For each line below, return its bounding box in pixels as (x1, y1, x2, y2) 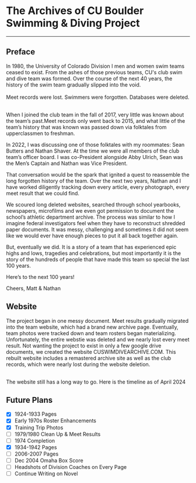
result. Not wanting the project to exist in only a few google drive (6, 342, 162, 349)
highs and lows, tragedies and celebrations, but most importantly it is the (6, 250, 181, 257)
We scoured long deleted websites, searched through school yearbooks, (6, 201, 181, 208)
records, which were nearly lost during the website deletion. (6, 361, 150, 368)
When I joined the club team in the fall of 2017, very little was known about (6, 111, 184, 118)
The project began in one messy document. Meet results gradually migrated (6, 317, 189, 324)
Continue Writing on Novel (14, 470, 78, 477)
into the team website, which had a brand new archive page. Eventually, (6, 323, 179, 330)
